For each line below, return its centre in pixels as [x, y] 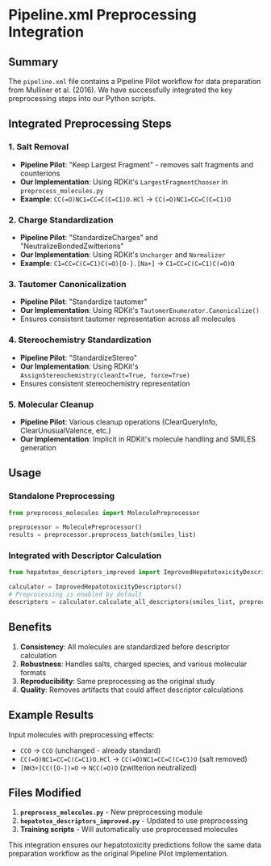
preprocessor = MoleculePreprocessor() [75, 527]
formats [33, 672]
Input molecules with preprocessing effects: [81, 734]
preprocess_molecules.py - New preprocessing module [111, 812]
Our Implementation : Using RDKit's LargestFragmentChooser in [124, 182]
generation [38, 447]
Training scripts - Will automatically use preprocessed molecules [129, 830]
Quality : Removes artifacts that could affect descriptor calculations [131, 690]
